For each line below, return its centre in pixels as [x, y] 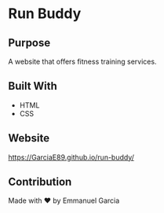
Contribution [40, 182]
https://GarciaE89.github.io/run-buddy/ [71, 157]
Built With [33, 86]
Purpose [29, 43]
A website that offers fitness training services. [82, 61]
